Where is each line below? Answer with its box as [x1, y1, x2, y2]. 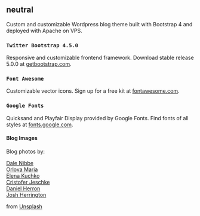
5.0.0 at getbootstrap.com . [6, 60, 72, 68]
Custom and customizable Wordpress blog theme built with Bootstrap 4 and [6, 20, 193, 28]
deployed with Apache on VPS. [6, 27, 82, 34]
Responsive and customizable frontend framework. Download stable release [6, 54, 194, 62]
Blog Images [6, 135, 38, 142]
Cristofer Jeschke [6, 178, 50, 185]
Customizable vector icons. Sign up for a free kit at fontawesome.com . [6, 87, 180, 95]
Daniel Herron [6, 185, 41, 192]
